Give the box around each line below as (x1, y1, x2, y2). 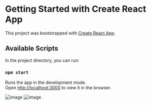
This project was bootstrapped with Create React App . (5, 30, 116, 36)
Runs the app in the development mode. (5, 79, 86, 85)
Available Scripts (5, 44, 58, 52)
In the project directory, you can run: (5, 57, 79, 63)
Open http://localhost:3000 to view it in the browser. (5, 85, 112, 91)
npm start (5, 70, 29, 75)
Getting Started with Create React (5, 3, 147, 15)
